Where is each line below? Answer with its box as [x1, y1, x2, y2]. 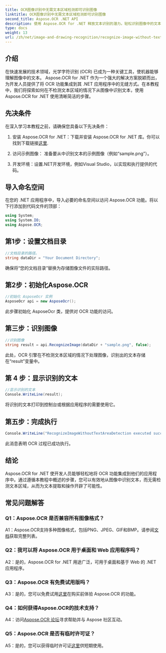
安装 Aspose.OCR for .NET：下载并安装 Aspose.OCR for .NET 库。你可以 [12, 134, 160, 140]
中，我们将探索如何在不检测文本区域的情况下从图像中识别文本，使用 [5, 87, 144, 93]
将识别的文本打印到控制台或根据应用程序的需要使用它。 [5, 402, 118, 407]
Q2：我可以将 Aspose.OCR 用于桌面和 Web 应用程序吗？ [5, 547, 141, 553]
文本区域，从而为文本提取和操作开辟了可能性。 [9, 483, 105, 489]
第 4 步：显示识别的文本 [5, 374, 78, 383]
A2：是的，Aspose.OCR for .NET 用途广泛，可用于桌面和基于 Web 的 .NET [5, 559, 157, 565]
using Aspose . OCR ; [5, 222, 43, 228]
